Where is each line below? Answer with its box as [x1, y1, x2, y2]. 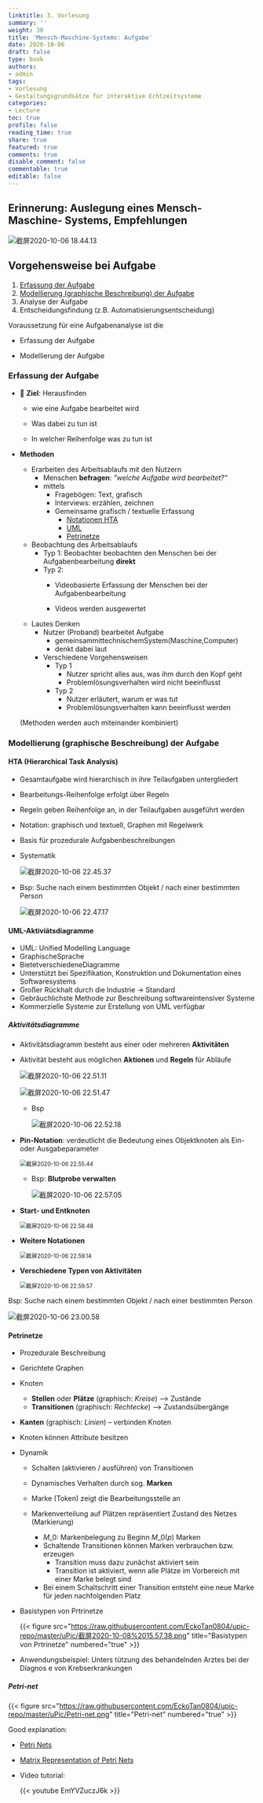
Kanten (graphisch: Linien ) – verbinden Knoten [19, 1417, 171, 1427]
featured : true [8, 143, 58, 151]
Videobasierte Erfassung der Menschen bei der [54, 580, 208, 589]
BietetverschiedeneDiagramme [19, 960, 120, 970]
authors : [8, 63, 37, 71]
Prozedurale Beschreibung [19, 1348, 106, 1358]
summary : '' [8, 19, 47, 27]
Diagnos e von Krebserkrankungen [19, 1664, 133, 1673]
